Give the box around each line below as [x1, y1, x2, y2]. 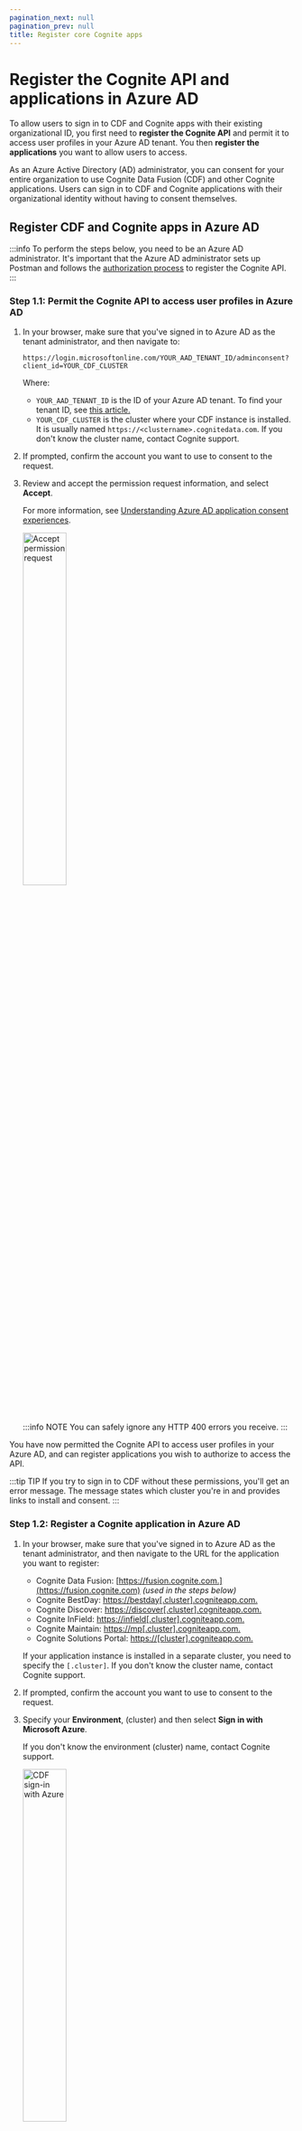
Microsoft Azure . [22, 1723, 87, 1734]
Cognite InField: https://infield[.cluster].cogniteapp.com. [35, 1613, 245, 1624]
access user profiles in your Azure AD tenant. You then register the [9, 137, 260, 148]
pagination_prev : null [9, 22, 95, 31]
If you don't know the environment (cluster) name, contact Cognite [22, 1741, 270, 1752]
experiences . [22, 514, 71, 525]
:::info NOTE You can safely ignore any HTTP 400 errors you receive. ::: [22, 1421, 288, 1433]
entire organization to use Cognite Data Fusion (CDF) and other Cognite [9, 174, 275, 185]
